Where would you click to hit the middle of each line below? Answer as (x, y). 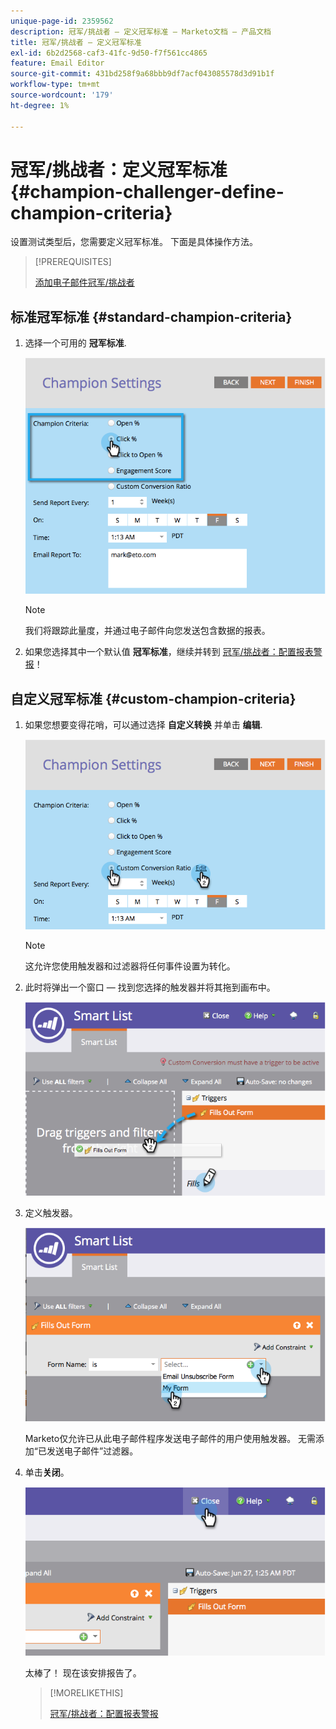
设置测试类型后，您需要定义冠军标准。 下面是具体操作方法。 (134, 242)
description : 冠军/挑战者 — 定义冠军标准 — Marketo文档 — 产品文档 (141, 31)
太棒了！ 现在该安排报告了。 (83, 1673)
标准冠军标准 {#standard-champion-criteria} (151, 316)
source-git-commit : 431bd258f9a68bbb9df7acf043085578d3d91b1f (142, 74)
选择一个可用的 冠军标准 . (75, 343)
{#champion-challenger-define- (147, 191)
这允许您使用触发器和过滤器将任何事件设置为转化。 (130, 966)
